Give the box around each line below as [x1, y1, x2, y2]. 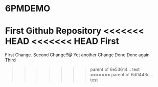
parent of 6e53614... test [90, 66, 140, 72]
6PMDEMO [5, 3, 50, 14]
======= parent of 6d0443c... [90, 72, 154, 78]
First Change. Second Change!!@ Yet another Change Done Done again [5, 52, 150, 58]
